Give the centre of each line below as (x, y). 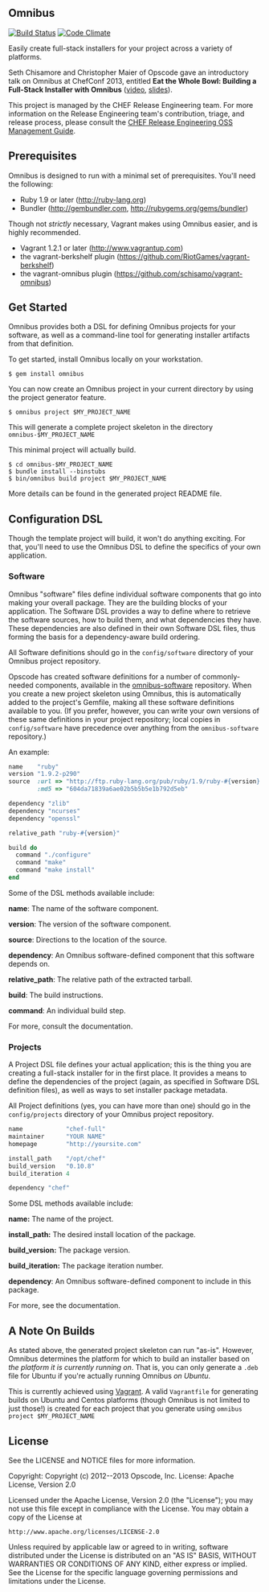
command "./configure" (53, 855)
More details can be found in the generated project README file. (115, 493)
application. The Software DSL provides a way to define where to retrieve (130, 611)
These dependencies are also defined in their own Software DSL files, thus (132, 628)
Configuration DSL (55, 519)
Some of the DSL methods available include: (82, 893)
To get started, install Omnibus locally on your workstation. (106, 359)
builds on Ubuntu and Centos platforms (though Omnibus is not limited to (129, 1400)
